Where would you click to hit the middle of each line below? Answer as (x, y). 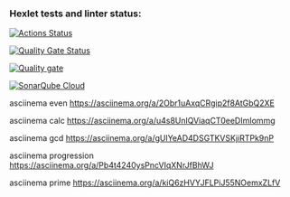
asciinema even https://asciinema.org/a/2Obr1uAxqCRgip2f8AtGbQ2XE (142, 103)
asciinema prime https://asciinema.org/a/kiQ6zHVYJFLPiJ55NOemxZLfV (145, 183)
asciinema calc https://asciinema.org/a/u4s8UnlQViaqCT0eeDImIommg (142, 121)
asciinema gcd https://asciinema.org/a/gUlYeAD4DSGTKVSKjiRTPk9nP (142, 138)
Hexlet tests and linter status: (75, 14)
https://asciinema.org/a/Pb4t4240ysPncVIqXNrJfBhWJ (112, 165)
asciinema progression (52, 155)
